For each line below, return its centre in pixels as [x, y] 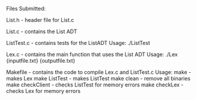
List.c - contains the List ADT [42, 31]
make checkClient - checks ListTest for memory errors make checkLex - [95, 85]
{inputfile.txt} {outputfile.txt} [41, 61]
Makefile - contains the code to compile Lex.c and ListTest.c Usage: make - [99, 72]
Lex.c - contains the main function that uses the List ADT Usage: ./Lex [92, 54]
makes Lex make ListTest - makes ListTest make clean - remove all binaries [98, 78]
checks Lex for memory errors [43, 91]
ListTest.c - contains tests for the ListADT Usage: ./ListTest [78, 43]
